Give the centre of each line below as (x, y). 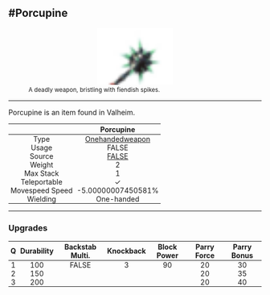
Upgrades (28, 228)
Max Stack (41, 173)
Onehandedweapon (118, 139)
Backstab (80, 247)
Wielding (41, 199)
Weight (41, 165)
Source (41, 156)
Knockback (127, 251)
